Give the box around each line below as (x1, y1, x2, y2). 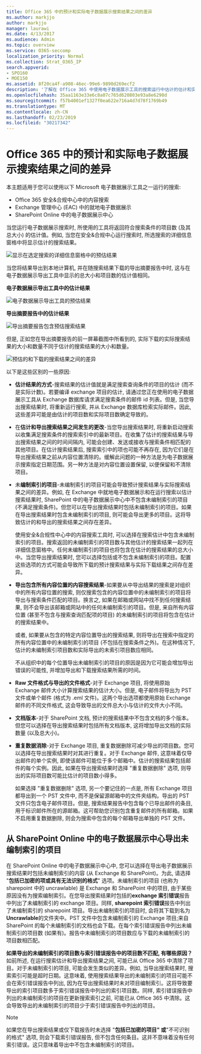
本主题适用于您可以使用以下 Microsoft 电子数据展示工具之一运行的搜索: (6, 184, 181, 191)
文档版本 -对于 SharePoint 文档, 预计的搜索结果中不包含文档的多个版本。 (14, 714, 192, 721)
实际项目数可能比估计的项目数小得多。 (25, 772, 120, 779)
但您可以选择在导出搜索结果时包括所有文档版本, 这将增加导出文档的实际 (14, 722, 191, 729)
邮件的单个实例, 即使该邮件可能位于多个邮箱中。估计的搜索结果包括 (20, 757, 186, 764)
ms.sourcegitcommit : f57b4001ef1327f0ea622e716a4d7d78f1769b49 (6, 98, 167, 103)
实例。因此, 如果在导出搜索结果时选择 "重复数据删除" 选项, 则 (35, 764, 187, 772)
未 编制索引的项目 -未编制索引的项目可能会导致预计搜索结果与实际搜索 (14, 481, 185, 488)
